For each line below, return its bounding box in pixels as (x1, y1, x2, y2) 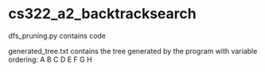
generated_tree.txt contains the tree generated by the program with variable (8, 46, 258, 55)
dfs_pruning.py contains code (8, 31, 106, 40)
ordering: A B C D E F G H (8, 55, 93, 64)
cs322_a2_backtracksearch (8, 5, 197, 23)
